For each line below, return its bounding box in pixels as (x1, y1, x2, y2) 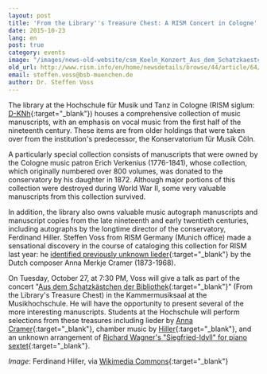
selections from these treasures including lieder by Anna (8, 315, 193, 325)
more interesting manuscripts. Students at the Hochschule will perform (8, 307, 240, 317)
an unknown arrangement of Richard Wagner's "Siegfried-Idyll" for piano (8, 332, 248, 342)
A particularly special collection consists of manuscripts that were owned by (8, 149, 258, 159)
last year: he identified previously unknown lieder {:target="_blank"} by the (8, 249, 252, 259)
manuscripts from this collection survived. (8, 192, 146, 201)
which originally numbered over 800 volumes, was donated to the (8, 166, 224, 176)
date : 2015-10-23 (8, 26, 66, 34)
